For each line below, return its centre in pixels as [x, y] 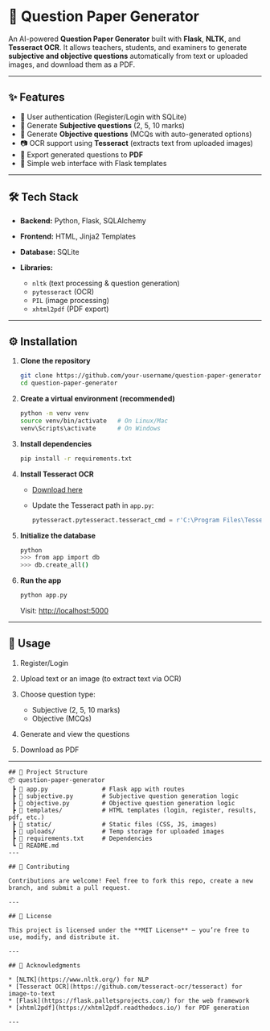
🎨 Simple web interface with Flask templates [93, 163]
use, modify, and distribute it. [64, 937]
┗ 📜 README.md [35, 846]
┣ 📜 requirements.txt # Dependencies [82, 838]
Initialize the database [58, 535]
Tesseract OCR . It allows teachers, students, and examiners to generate [128, 47]
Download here [57, 489]
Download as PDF [49, 750]
